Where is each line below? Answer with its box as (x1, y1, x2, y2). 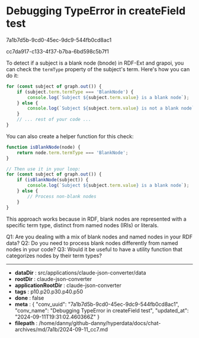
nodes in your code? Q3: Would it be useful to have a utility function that (6, 245, 182, 253)
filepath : (14, 319, 38, 327)
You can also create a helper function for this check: (6, 132, 134, 140)
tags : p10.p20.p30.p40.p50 (14, 288, 84, 295)
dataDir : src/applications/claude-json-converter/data (14, 269, 146, 276)
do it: (6, 72, 19, 79)
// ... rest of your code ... (17, 117, 92, 123)
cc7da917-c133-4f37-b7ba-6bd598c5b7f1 (6, 47, 110, 55)
